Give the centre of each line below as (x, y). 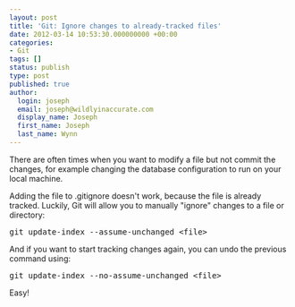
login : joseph (43, 101)
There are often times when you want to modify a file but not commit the (143, 159)
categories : (31, 43)
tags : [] (25, 59)
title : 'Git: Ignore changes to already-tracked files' (115, 26)
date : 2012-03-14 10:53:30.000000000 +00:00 (93, 34)
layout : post (34, 17)
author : (24, 92)
